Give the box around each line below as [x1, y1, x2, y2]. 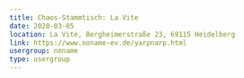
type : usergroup [9, 55, 70, 64]
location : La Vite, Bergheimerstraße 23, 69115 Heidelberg [9, 30, 236, 39]
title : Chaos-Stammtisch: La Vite [9, 13, 140, 22]
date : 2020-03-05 [9, 22, 75, 30]
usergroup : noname [9, 47, 78, 56]
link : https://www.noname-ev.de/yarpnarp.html [9, 38, 187, 48]
